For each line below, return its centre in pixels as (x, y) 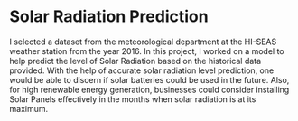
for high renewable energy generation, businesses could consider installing (149, 89)
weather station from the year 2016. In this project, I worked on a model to (147, 51)
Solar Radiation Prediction (109, 17)
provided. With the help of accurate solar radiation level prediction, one (142, 70)
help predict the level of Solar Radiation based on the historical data (135, 60)
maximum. (28, 108)
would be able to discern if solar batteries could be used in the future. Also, (149, 79)
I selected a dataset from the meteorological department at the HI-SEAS (143, 42)
